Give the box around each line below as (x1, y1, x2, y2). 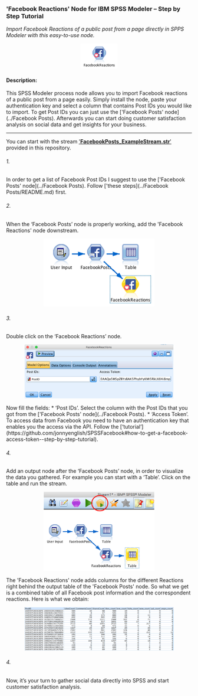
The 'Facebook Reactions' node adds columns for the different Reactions (6, 577, 184, 584)
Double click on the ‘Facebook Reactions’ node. (6, 333, 122, 340)
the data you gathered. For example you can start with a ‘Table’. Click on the (6, 474, 190, 481)
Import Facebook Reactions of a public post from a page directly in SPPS (6, 25, 184, 32)
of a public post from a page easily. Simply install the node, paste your (6, 96, 177, 103)
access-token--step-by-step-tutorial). (6, 436, 98, 443)
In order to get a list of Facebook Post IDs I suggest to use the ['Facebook (6, 176, 186, 183)
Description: (6, 76, 37, 84)
